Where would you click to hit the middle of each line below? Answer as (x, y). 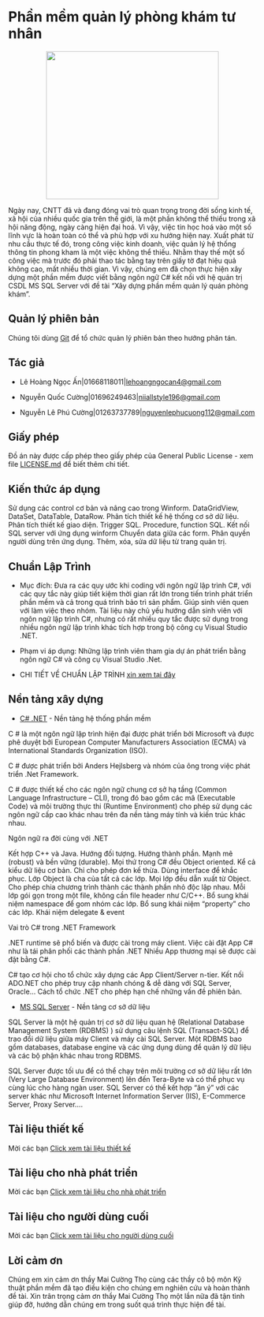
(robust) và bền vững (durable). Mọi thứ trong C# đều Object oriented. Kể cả (132, 862)
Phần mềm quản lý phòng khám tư (122, 17)
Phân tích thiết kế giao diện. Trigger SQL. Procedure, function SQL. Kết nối (129, 525)
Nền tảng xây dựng (56, 699)
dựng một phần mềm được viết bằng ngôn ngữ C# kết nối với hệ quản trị (125, 277)
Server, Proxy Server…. (46, 1104)
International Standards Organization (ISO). (78, 750)
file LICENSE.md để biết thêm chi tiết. (69, 464)
